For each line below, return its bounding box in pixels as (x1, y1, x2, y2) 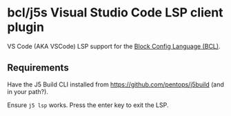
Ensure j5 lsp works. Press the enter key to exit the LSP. (7, 101, 169, 109)
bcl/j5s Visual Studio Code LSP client (7, 5, 223, 21)
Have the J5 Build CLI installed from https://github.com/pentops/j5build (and (7, 80, 224, 89)
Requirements (7, 62, 69, 73)
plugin (7, 19, 45, 35)
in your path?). (7, 87, 48, 95)
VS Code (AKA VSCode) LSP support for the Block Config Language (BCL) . (7, 42, 221, 50)
